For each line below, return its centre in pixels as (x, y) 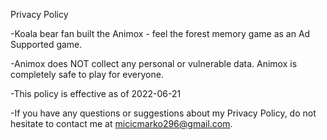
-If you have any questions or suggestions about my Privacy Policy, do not (163, 113)
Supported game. (46, 44)
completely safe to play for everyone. (87, 74)
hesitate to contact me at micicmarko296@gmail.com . (121, 123)
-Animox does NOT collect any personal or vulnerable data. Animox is (154, 63)
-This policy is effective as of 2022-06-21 (96, 93)
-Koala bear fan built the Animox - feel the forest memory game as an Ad (160, 33)
